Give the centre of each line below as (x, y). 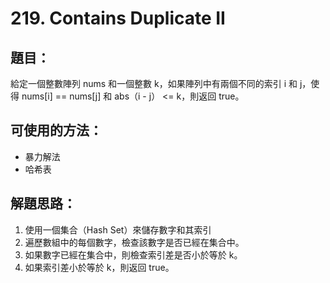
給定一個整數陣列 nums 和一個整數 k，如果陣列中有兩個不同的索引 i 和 (154, 83)
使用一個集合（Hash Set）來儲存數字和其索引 (118, 229)
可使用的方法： (56, 130)
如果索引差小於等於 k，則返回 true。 (99, 267)
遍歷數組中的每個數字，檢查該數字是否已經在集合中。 (134, 242)
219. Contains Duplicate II (118, 18)
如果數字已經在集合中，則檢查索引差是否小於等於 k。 (133, 254)
